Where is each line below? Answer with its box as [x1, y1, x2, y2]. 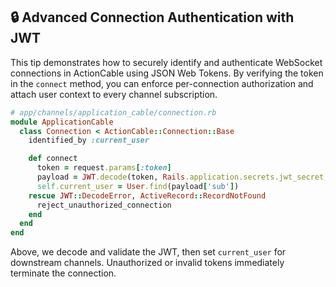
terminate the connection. [10, 267, 117, 279]
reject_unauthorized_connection [36, 200, 172, 210]
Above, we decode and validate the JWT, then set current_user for [10, 246, 287, 258]
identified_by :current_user [28, 135, 150, 146]
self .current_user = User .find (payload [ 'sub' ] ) [36, 181, 240, 191]
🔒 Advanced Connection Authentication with [10, 9, 295, 26]
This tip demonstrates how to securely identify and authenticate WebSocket [10, 56, 323, 68]
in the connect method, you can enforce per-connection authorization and [10, 77, 314, 89]
